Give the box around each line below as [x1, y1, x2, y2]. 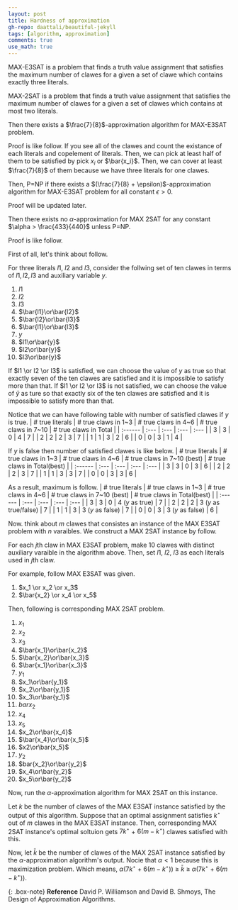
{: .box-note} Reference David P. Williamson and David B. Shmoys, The [8, 887, 216, 896]
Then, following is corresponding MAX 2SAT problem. [8, 604, 165, 613]
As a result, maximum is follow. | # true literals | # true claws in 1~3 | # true [8, 483, 226, 492]
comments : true [8, 37, 53, 44]
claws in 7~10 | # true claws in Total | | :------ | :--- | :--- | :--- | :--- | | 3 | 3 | [8, 425, 231, 433]
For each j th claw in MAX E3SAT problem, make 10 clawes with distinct [8, 540, 215, 549]
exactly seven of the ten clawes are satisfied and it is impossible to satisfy [8, 374, 225, 382]
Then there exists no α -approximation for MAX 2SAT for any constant [8, 214, 211, 223]
